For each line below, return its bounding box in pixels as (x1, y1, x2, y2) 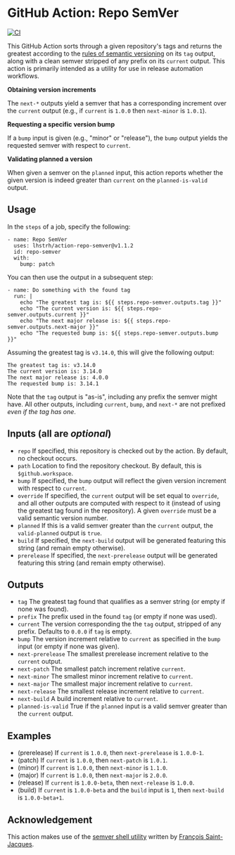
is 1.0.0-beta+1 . (17, 793, 65, 802)
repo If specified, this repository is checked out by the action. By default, (17, 446, 229, 455)
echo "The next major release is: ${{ (20, 317, 134, 324)
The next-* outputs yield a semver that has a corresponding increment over (7, 98, 227, 107)
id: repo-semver (13, 248, 61, 255)
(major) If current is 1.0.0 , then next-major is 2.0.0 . (17, 771, 167, 780)
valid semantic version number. (17, 513, 108, 522)
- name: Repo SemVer (7, 236, 68, 243)
